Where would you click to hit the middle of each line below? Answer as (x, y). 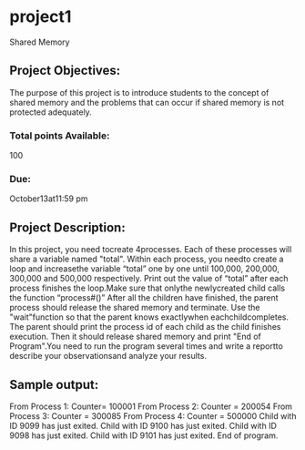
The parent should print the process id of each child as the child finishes (145, 327)
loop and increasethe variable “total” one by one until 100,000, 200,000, (145, 269)
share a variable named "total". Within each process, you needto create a (147, 259)
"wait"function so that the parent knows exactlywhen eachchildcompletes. (149, 317)
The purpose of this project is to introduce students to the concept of (139, 92)
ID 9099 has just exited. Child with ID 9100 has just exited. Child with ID (143, 425)
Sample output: (54, 384)
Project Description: (67, 227)
